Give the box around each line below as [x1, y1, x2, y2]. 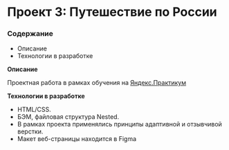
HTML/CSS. [17, 105, 52, 114]
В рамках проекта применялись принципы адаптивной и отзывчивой [17, 120, 223, 129]
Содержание [7, 29, 54, 39]
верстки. [17, 127, 44, 135]
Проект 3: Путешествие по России [7, 4, 218, 20]
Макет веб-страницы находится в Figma [17, 135, 137, 143]
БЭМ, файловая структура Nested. [17, 113, 120, 121]
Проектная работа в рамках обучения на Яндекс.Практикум [7, 79, 187, 87]
